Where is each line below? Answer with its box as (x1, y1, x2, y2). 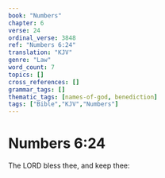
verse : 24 (8, 26, 41, 34)
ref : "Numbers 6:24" (8, 41, 77, 49)
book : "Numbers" (8, 11, 62, 20)
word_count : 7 (8, 64, 56, 72)
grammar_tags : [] (8, 85, 66, 94)
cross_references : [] (8, 78, 80, 86)
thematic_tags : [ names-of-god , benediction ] (8, 93, 158, 101)
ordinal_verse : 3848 (8, 33, 77, 42)
